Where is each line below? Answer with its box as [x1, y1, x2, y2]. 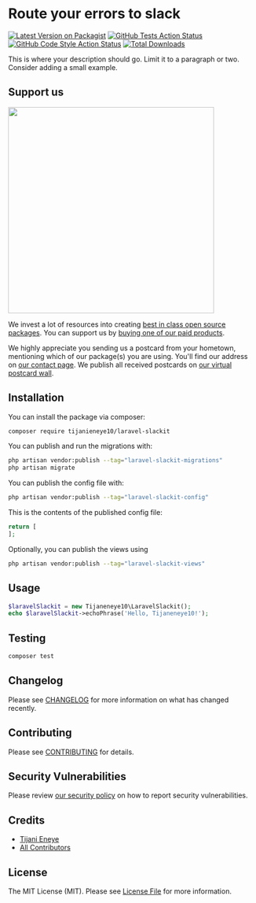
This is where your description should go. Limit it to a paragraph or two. [8, 54, 240, 64]
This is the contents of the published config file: [8, 508, 163, 517]
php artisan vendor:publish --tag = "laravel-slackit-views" [8, 560, 206, 568]
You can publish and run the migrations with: [8, 442, 153, 451]
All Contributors [19, 843, 71, 853]
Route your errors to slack [8, 5, 181, 23]
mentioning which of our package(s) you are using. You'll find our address [8, 351, 248, 361]
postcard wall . [8, 368, 54, 378]
